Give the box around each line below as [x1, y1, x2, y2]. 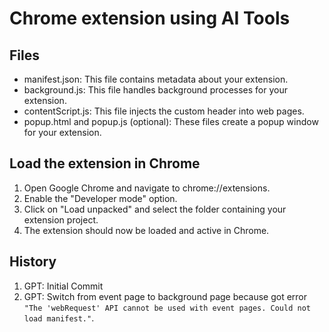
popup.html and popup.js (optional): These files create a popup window [23, 116, 319, 127]
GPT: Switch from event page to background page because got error [23, 290, 308, 302]
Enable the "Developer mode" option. [23, 192, 178, 204]
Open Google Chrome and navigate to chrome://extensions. [23, 182, 271, 194]
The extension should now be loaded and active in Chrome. [23, 224, 270, 236]
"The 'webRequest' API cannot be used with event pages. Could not [23, 303, 311, 313]
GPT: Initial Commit [23, 280, 104, 292]
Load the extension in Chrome [9, 155, 201, 172]
